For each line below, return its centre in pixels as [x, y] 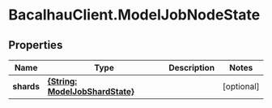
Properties [36, 45]
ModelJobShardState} [91, 91]
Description [192, 68]
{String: [62, 81]
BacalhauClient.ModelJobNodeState [134, 15]
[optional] [241, 86]
